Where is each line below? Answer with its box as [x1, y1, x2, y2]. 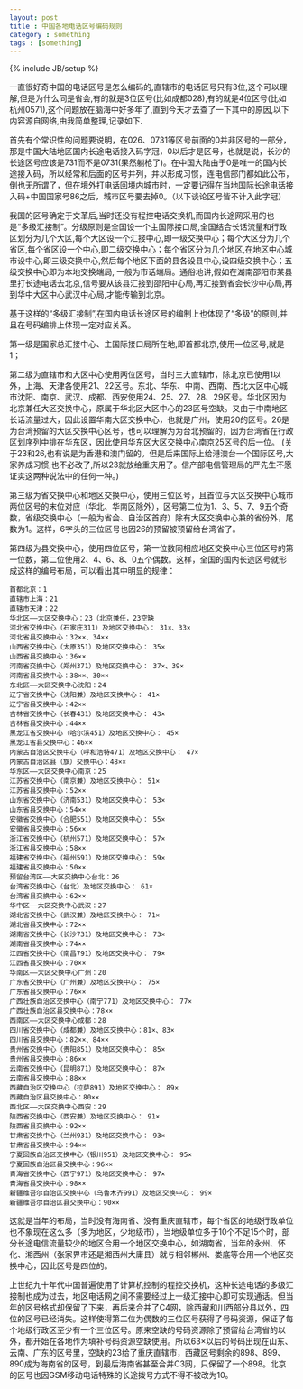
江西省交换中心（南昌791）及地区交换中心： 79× [9, 949, 166, 959]
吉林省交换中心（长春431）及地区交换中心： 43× [9, 710, 166, 719]
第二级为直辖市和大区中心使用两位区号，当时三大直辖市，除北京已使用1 [9, 369, 273, 380]
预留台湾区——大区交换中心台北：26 [9, 872, 120, 882]
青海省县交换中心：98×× [9, 1179, 87, 1189]
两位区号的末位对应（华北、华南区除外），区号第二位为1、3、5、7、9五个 [9, 501, 281, 512]
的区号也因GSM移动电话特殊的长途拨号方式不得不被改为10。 [9, 1370, 234, 1381]
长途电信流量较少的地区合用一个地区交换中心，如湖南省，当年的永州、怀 [16, 1237, 286, 1249]
